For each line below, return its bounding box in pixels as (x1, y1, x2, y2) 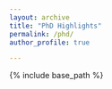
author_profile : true (9, 37, 90, 47)
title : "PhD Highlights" (9, 21, 102, 30)
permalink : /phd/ (9, 29, 74, 38)
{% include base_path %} (9, 70, 104, 81)
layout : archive (9, 12, 70, 22)
